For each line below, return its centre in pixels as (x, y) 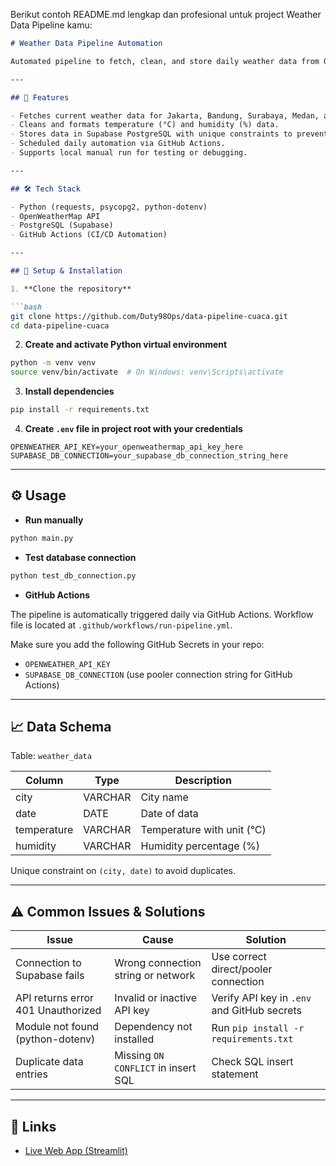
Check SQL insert (252, 1062)
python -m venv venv (53, 363)
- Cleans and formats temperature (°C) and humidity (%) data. (145, 125)
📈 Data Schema (61, 726)
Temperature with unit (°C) (203, 830)
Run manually (54, 520)
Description (203, 781)
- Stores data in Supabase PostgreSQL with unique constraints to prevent (169, 134)
